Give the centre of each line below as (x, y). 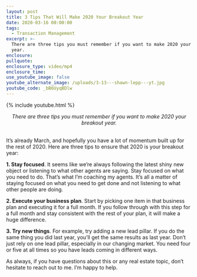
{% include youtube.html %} (40, 105)
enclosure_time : (26, 72)
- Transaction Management (43, 34)
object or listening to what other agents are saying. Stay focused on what (95, 170)
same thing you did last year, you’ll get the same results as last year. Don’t (96, 237)
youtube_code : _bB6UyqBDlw (39, 88)
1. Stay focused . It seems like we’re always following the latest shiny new (95, 164)
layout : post (22, 11)
